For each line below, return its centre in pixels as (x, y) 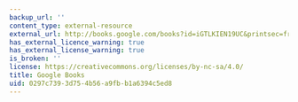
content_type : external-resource (71, 26)
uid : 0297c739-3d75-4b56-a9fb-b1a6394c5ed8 (91, 83)
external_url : (35, 34)
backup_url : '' (37, 17)
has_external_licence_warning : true (77, 42)
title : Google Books (47, 75)
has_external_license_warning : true (77, 51)
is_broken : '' (35, 59)
